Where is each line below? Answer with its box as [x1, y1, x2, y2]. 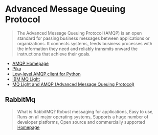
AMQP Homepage [12, 60, 49, 66]
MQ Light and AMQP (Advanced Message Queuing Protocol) [12, 81, 135, 87]
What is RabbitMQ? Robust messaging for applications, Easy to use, [17, 108, 154, 114]
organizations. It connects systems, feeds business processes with [17, 40, 153, 46]
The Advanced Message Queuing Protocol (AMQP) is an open [17, 30, 142, 36]
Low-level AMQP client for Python [12, 71, 81, 77]
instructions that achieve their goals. [17, 51, 90, 57]
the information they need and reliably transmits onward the [17, 46, 138, 52]
